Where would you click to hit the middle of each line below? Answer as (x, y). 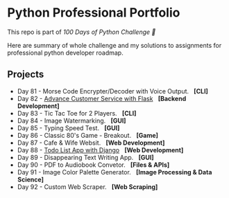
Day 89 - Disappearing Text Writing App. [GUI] (85, 157)
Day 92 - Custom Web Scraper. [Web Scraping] (87, 187)
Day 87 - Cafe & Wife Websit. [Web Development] (91, 143)
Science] (30, 179)
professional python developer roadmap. (65, 53)
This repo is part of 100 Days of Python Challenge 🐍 (82, 32)
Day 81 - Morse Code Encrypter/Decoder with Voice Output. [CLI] (112, 91)
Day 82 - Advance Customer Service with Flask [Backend (102, 98)
